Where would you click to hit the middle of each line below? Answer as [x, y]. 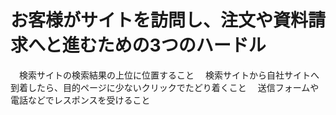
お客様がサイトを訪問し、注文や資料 [159, 20]
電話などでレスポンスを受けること [80, 100]
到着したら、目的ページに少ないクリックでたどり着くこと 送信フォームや [165, 87]
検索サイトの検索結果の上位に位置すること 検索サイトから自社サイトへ [169, 75]
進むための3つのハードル [164, 45]
